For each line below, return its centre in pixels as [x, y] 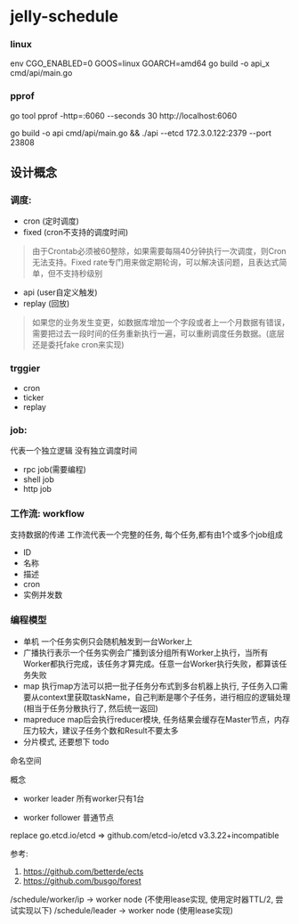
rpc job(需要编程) [55, 470]
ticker [33, 397]
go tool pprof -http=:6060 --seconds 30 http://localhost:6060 [124, 115]
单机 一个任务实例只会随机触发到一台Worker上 [108, 641]
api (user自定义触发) [60, 292]
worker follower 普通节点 [69, 817]
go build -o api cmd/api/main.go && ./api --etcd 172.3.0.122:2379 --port [141, 133]
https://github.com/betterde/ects [83, 871]
